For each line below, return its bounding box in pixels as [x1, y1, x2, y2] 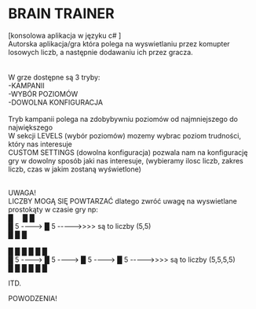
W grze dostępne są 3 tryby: [8, 72, 101, 82]
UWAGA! [8, 188, 37, 197]
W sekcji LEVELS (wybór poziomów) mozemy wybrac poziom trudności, [8, 131, 242, 140]
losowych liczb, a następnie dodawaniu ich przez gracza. [8, 47, 194, 57]
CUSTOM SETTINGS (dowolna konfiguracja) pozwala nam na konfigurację [8, 147, 248, 157]
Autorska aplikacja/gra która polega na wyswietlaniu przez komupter [8, 39, 230, 48]
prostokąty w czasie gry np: [8, 204, 98, 214]
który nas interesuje [8, 139, 72, 149]
